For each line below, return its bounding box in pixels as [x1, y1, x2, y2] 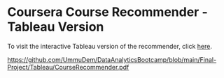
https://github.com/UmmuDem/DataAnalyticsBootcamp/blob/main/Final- [7, 55, 217, 63]
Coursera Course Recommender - [7, 4, 208, 20]
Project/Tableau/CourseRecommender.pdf [7, 63, 129, 71]
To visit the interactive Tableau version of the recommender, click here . [7, 42, 212, 50]
